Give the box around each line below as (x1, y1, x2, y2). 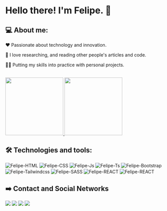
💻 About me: (5, 26, 48, 34)
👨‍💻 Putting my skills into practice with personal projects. (5, 62, 124, 68)
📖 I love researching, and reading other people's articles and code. (5, 52, 146, 58)
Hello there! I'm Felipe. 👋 (5, 5, 112, 16)
